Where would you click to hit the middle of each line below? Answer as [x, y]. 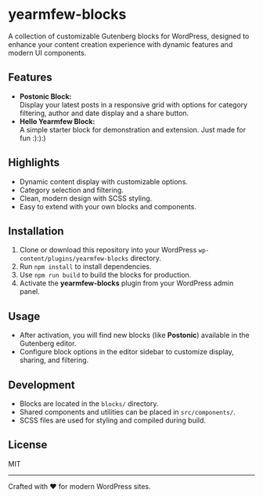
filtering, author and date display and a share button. [104, 113]
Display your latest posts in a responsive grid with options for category [133, 104]
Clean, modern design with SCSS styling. [86, 198]
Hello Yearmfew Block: [57, 121]
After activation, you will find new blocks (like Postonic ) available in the [134, 336]
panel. [30, 292]
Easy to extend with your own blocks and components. [108, 206]
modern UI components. [47, 53]
